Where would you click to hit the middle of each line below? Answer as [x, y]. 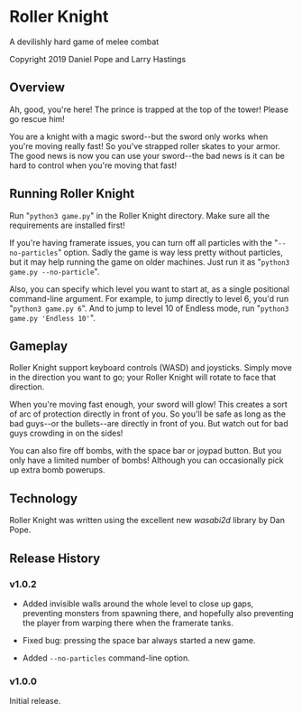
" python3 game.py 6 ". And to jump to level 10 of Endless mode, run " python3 [149, 308]
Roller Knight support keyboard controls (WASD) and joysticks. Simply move [151, 368]
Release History [55, 558]
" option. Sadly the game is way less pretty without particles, [170, 252]
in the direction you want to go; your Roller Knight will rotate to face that [143, 378]
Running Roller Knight [72, 194]
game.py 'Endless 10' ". [53, 317]
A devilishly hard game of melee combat [84, 42]
